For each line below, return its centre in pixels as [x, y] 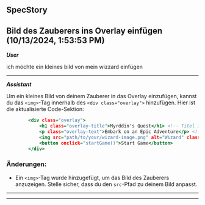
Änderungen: [27, 164]
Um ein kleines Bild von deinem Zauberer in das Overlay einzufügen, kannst [102, 96]
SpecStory [27, 10]
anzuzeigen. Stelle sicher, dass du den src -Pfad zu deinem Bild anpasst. [106, 184]
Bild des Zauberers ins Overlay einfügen [85, 31]
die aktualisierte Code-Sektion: [45, 109]
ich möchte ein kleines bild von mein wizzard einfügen [75, 67]
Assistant [19, 84]
